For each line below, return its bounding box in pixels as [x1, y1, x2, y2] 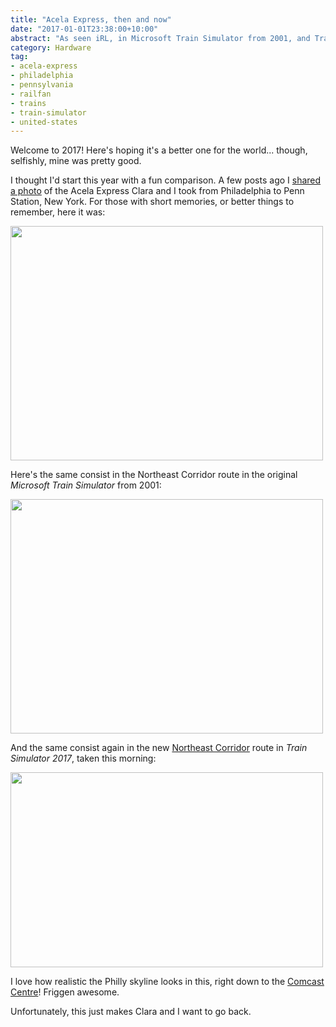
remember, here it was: [10, 206, 106, 218]
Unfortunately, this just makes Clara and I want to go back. [10, 1006, 252, 1018]
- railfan [10, 89, 52, 99]
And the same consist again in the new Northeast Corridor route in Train [10, 742, 308, 754]
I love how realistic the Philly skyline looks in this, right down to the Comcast [10, 976, 325, 988]
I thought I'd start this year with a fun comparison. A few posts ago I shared [10, 174, 322, 186]
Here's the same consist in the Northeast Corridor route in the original [10, 469, 298, 481]
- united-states [10, 117, 78, 127]
